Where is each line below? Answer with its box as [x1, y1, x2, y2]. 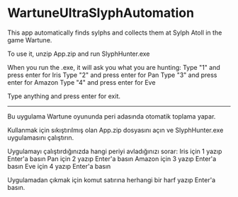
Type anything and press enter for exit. [7, 92, 120, 100]
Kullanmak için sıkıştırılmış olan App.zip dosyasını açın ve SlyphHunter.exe [7, 126, 224, 134]
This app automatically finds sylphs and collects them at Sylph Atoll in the [7, 28, 222, 37]
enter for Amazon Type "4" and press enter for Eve [7, 78, 156, 86]
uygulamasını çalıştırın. [7, 133, 74, 142]
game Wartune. [7, 35, 52, 44]
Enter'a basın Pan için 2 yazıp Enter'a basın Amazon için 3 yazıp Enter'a [7, 154, 217, 163]
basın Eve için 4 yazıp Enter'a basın [7, 162, 111, 170]
